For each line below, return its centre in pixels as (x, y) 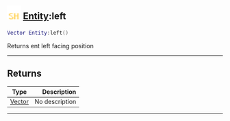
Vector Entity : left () (38, 33)
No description (55, 102)
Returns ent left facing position (51, 46)
